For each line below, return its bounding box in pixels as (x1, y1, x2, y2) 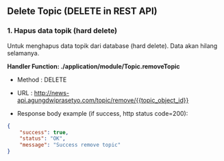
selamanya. (7, 49, 40, 57)
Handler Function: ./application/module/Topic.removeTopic (7, 62, 180, 71)
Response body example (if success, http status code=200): (16, 109, 188, 117)
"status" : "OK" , (19, 135, 66, 143)
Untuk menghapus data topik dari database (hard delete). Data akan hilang (7, 41, 218, 50)
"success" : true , (19, 129, 69, 136)
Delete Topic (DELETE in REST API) (7, 5, 158, 17)
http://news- (34, 88, 70, 97)
